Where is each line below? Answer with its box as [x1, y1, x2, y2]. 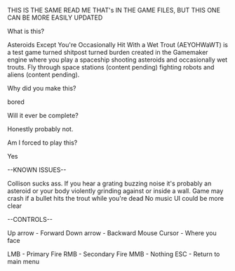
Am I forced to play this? [7, 138, 78, 147]
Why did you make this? [7, 84, 76, 92]
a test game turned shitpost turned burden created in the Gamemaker [7, 48, 208, 56]
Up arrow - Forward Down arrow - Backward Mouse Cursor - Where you [7, 229, 217, 237]
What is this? [7, 27, 44, 35]
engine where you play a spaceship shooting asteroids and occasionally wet [7, 55, 228, 64]
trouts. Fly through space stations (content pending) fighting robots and [7, 63, 215, 71]
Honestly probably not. [7, 125, 74, 133]
